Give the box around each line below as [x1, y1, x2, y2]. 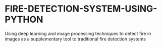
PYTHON [5, 14, 43, 25]
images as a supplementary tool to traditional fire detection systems [5, 36, 146, 42]
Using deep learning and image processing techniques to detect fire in [5, 30, 151, 36]
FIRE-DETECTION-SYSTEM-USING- [5, 3, 157, 15]
